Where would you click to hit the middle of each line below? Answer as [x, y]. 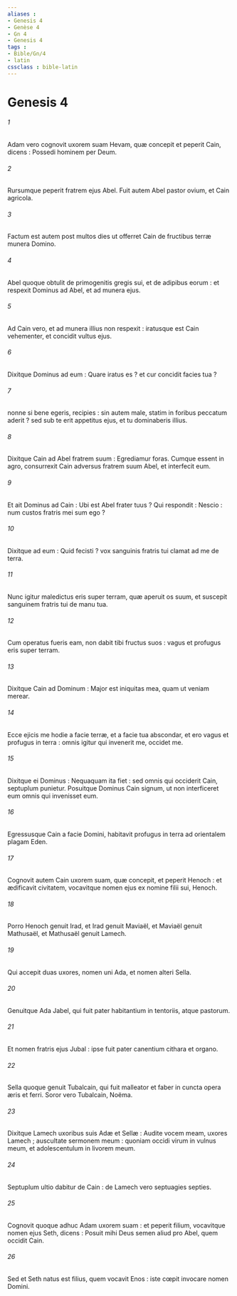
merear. [19, 696]
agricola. [20, 198]
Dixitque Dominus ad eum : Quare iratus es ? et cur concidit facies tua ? [112, 374]
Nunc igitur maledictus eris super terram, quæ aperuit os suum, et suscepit [117, 597]
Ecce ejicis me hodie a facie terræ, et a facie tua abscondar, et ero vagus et [118, 734]
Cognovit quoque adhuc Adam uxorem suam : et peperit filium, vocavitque [116, 1225]
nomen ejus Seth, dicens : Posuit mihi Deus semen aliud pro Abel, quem [113, 1233]
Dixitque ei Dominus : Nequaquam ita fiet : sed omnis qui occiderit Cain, [113, 781]
